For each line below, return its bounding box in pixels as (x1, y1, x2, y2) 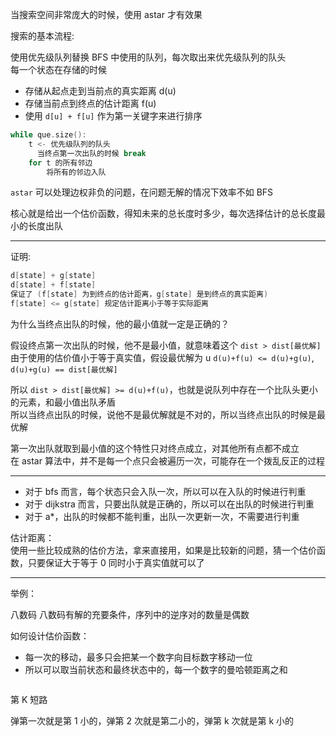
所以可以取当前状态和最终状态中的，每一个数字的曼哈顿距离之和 (24, 663, 288, 675)
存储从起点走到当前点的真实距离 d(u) (24, 85, 177, 97)
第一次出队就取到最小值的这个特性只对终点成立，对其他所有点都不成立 (10, 442, 300, 454)
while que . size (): (10, 130, 87, 140)
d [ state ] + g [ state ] (10, 271, 97, 281)
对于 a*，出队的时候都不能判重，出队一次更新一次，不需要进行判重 (24, 510, 300, 522)
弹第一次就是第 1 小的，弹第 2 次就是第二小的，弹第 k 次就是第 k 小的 (10, 714, 295, 727)
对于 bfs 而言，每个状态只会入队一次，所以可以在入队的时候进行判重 (24, 485, 307, 497)
